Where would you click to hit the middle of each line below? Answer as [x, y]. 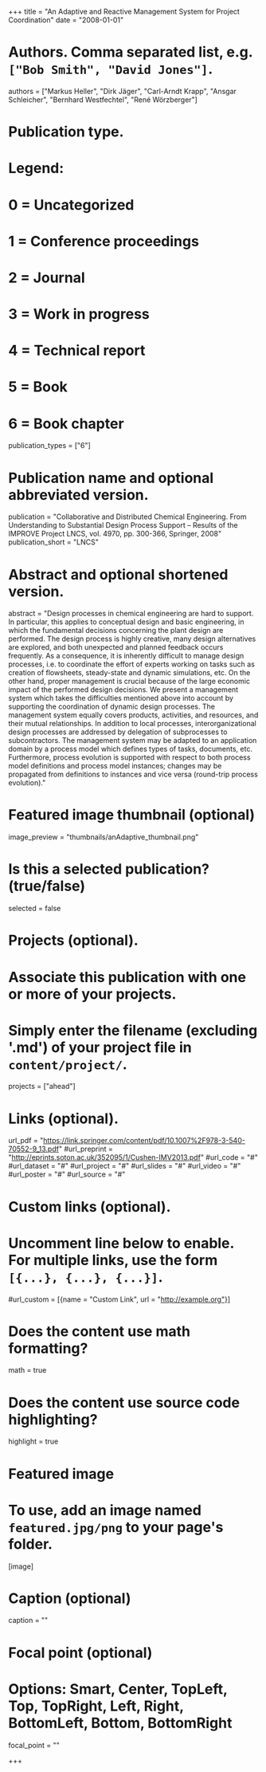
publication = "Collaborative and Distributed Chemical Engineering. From [127, 517]
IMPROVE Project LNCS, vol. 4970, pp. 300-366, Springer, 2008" [115, 534]
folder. [31, 1544]
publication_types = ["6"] [50, 446]
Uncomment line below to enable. [121, 1243]
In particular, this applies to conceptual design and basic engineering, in [126, 622]
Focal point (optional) [80, 1652]
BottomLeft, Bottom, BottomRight [120, 1723]
